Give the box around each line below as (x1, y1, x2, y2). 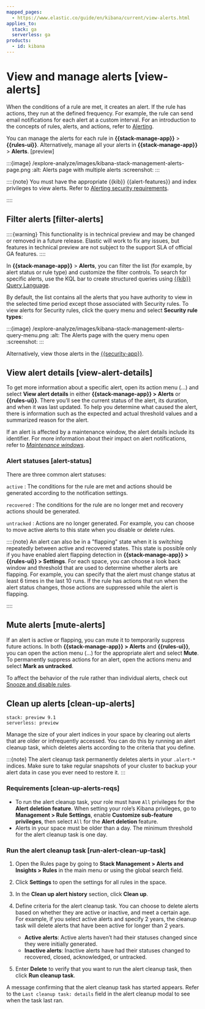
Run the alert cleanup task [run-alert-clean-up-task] (6, 846, 166, 854)
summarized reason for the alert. (6, 416, 89, 424)
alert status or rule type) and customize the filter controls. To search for (6, 268, 187, 276)
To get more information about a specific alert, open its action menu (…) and (6, 384, 199, 391)
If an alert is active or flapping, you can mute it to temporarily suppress (6, 636, 185, 644)
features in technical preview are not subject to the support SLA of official (6, 243, 193, 251)
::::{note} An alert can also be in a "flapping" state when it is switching (6, 538, 183, 545)
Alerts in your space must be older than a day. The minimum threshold (15, 824, 193, 832)
